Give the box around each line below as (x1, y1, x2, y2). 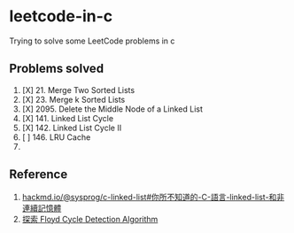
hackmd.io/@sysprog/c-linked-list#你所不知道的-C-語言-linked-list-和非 (21, 191, 285, 202)
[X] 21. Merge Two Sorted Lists (21, 84, 135, 95)
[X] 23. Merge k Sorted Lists (21, 94, 126, 105)
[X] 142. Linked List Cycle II (21, 122, 122, 133)
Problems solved (9, 61, 104, 76)
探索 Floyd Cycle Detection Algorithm (21, 214, 159, 224)
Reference (9, 167, 68, 183)
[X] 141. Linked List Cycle (21, 113, 113, 123)
